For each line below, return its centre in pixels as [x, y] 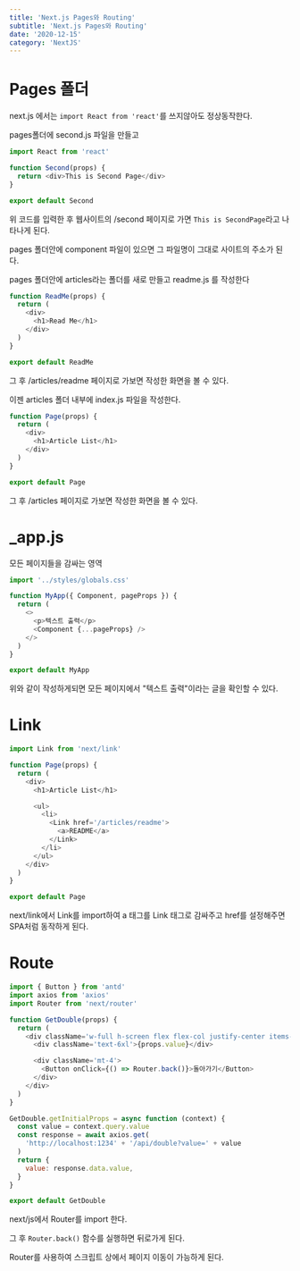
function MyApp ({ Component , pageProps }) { [93, 596]
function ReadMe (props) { [57, 296]
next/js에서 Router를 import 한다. [68, 1219]
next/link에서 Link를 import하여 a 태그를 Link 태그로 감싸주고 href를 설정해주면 [147, 915]
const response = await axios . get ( [83, 1135]
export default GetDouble [57, 1201]
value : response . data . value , [79, 1168]
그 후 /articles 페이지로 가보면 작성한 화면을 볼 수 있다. [104, 501]
